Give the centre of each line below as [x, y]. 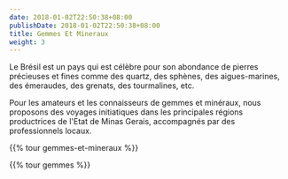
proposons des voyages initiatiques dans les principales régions [126, 112]
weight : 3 [27, 42]
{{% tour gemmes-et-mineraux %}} [74, 148]
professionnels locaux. [51, 131]
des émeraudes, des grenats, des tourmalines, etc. [102, 86]
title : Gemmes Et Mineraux [59, 34]
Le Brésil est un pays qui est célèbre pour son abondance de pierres [134, 67]
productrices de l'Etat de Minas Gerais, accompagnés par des [122, 122]
